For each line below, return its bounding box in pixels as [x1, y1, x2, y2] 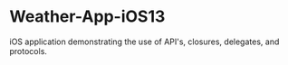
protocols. [9, 45, 48, 56]
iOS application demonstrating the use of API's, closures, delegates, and [9, 36, 280, 47]
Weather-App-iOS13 [9, 6, 166, 27]
